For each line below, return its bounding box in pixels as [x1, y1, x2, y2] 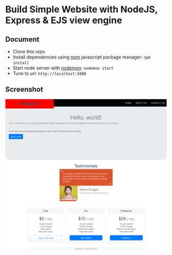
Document [5, 35, 39, 44]
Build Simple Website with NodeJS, [5, 4, 158, 15]
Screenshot [5, 85, 44, 94]
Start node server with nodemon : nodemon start [12, 65, 114, 71]
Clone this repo [12, 49, 45, 54]
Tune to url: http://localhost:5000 [12, 70, 87, 76]
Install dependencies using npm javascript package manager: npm [12, 54, 151, 60]
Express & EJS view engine [5, 14, 122, 26]
